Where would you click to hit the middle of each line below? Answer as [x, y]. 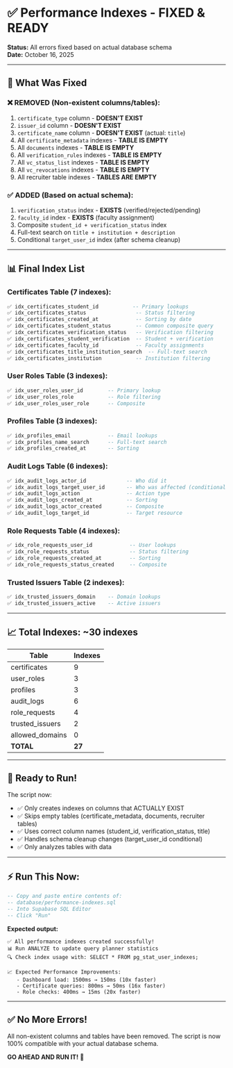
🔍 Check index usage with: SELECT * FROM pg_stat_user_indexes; [103, 957]
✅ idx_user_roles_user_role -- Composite [76, 403]
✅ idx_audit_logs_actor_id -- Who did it [87, 481]
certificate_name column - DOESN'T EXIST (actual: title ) [101, 133]
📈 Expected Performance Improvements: [64, 972]
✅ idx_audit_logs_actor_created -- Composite [86, 507]
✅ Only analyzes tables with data [64, 847]
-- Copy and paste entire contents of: [65, 896]
